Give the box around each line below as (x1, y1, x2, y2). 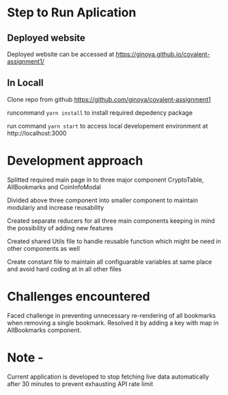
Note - (7, 350, 44, 365)
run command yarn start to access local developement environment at (7, 122, 208, 130)
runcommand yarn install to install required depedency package (7, 108, 193, 117)
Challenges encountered (7, 288, 150, 304)
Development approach (7, 153, 143, 168)
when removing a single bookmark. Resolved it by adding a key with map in (7, 318, 219, 327)
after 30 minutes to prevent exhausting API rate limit (7, 379, 154, 387)
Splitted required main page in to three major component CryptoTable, (7, 176, 204, 184)
